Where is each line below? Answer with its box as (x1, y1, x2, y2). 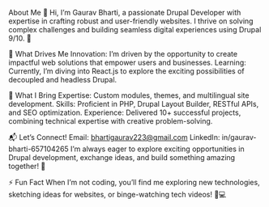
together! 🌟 (8, 162, 46, 171)
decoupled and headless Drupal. (8, 75, 117, 84)
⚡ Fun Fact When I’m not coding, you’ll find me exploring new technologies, (8, 178, 261, 187)
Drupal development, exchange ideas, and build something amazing (8, 153, 236, 162)
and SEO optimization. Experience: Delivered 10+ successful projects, (8, 108, 241, 117)
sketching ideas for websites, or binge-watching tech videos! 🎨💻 (8, 190, 227, 199)
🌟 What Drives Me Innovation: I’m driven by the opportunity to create (8, 49, 237, 58)
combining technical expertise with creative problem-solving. (8, 116, 213, 125)
